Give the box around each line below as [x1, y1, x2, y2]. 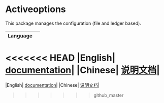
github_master [93, 92, 124, 98]
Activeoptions [5, 4, 66, 15]
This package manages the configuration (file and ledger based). [5, 20, 141, 26]
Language [8, 32, 33, 39]
